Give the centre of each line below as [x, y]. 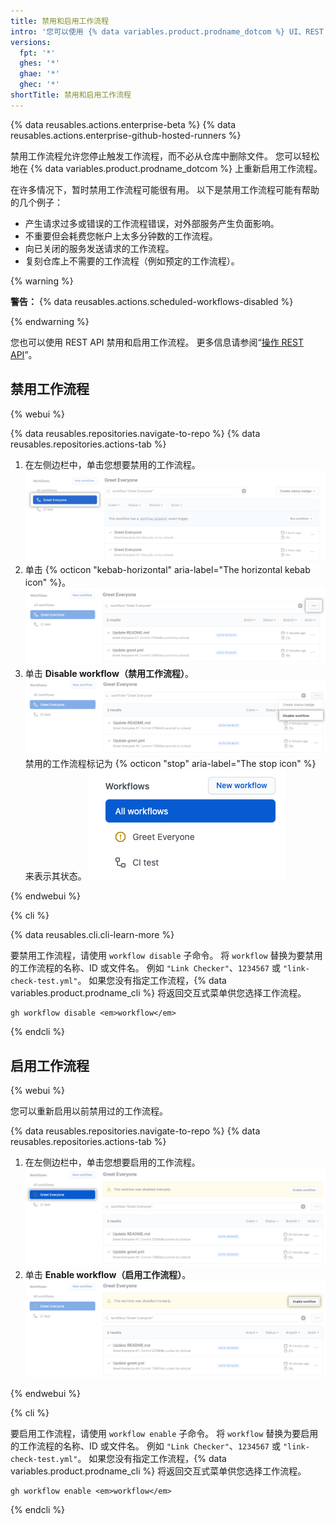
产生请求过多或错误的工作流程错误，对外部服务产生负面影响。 [152, 223]
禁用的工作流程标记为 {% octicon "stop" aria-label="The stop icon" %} [170, 764]
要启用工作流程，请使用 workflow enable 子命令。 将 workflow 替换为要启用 [164, 1434]
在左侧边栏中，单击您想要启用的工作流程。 [112, 1162]
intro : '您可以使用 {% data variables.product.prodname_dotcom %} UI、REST [167, 31]
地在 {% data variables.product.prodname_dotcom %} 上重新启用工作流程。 [166, 168]
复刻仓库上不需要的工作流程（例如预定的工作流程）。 [132, 261]
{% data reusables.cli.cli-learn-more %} [92, 935]
